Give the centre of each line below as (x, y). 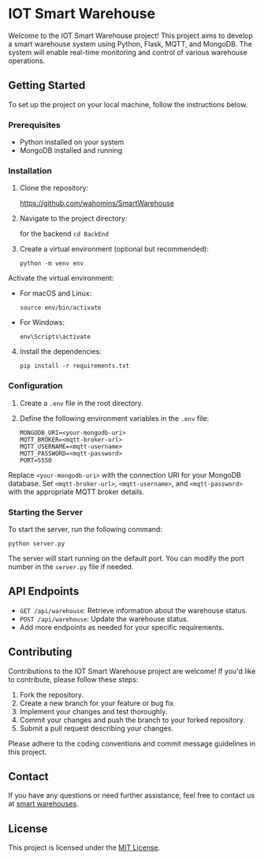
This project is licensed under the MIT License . (84, 847)
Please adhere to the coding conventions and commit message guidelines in (132, 743)
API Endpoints (44, 592)
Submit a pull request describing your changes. (97, 728)
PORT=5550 (36, 460)
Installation (30, 170)
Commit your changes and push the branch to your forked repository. (132, 720)
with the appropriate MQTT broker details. (76, 491)
